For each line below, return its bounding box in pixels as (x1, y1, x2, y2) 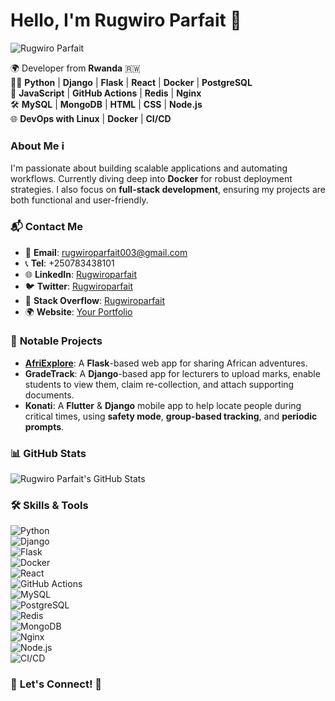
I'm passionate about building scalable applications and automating (10, 162, 288, 174)
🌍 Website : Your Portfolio (24, 305, 133, 318)
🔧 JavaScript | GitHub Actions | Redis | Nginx (10, 87, 202, 99)
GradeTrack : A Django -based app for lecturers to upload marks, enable (24, 367, 321, 379)
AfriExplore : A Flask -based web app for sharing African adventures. (24, 357, 308, 369)
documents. (24, 389, 75, 401)
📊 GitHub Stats (10, 446, 87, 460)
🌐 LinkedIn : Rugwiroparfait (24, 268, 137, 280)
